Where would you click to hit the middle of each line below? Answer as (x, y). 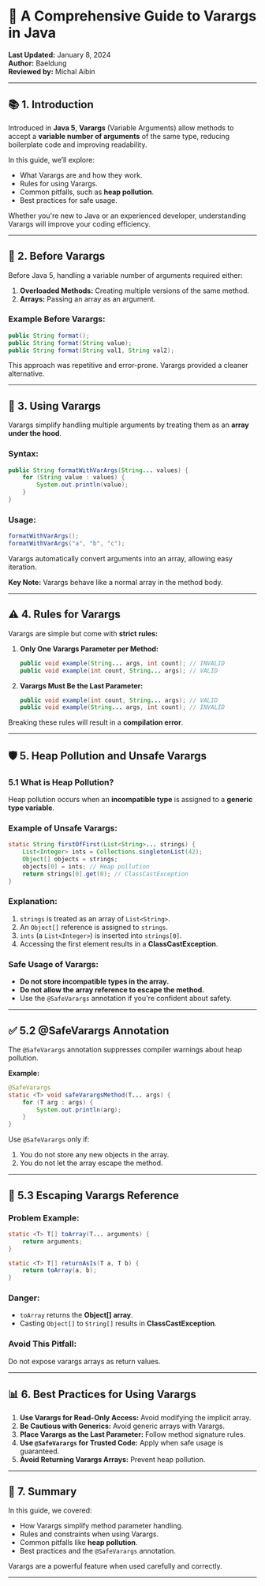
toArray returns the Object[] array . (76, 1315)
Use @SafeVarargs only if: (49, 1139)
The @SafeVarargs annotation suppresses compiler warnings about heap (125, 1049)
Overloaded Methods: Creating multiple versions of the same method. (134, 291)
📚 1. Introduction (51, 105)
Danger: (24, 1298)
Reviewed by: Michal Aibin (52, 71)
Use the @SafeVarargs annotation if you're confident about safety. (126, 999)
